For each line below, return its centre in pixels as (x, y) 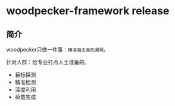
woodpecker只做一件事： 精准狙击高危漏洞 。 (57, 49)
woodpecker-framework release (88, 11)
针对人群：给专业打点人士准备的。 (48, 62)
